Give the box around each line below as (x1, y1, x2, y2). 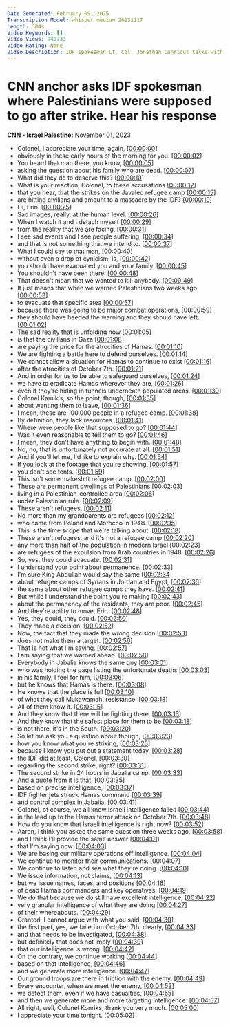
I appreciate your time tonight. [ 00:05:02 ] (17, 1011, 135, 1019)
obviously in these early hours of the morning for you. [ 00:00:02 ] (17, 151, 202, 160)
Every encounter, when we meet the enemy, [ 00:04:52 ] (17, 981, 174, 989)
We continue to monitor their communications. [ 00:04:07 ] (17, 857, 181, 865)
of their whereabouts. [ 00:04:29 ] (17, 908, 112, 916)
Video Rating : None (7, 42, 63, 49)
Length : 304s (7, 23, 45, 30)
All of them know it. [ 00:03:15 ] (17, 702, 103, 711)
